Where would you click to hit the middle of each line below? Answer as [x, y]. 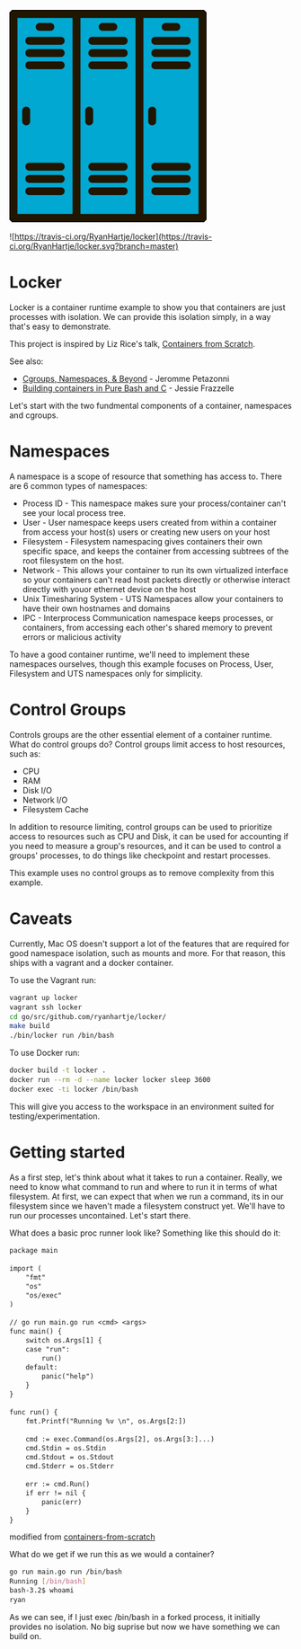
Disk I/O [37, 790]
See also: [27, 361]
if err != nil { [56, 1493]
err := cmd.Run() [58, 1484]
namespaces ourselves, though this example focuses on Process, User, [142, 664]
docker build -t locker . [58, 1070]
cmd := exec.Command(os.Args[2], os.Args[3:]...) [120, 1439]
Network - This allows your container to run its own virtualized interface [155, 570]
